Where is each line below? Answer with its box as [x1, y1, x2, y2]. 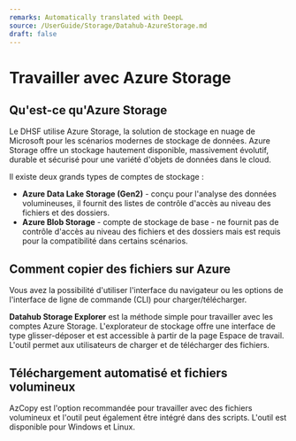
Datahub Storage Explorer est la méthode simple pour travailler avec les [9, 312, 274, 322]
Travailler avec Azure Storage [9, 67, 231, 88]
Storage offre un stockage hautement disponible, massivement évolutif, [9, 145, 269, 156]
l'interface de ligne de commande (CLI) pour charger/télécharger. [9, 294, 247, 306]
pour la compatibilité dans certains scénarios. [21, 236, 188, 246]
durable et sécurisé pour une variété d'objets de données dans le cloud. [9, 154, 271, 165]
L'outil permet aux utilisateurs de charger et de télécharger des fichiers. [9, 340, 269, 351]
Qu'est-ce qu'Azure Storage [9, 103, 168, 118]
